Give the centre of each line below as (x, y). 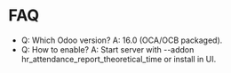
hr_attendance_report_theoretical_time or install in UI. (119, 59)
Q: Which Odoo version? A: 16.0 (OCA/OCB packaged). (122, 40)
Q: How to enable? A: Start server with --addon (108, 49)
